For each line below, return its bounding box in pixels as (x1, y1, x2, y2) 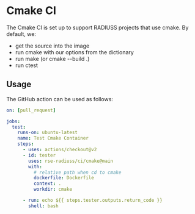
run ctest (15, 62, 39, 69)
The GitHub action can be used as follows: (6, 95, 113, 102)
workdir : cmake (33, 187, 72, 193)
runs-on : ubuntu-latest (17, 129, 78, 136)
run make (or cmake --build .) (15, 55, 90, 62)
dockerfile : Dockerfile (33, 175, 95, 181)
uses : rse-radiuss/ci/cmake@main (28, 158, 114, 164)
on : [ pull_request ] (6, 107, 56, 113)
